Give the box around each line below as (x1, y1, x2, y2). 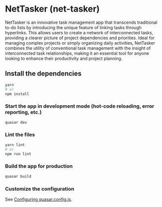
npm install (5, 91, 29, 96)
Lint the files (5, 131, 35, 138)
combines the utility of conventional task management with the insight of (5, 45, 151, 51)
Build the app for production (5, 163, 73, 170)
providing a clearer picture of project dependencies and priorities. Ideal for (5, 35, 155, 41)
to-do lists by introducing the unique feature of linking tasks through (5, 24, 142, 30)
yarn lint (5, 142, 25, 147)
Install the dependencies (5, 69, 82, 78)
